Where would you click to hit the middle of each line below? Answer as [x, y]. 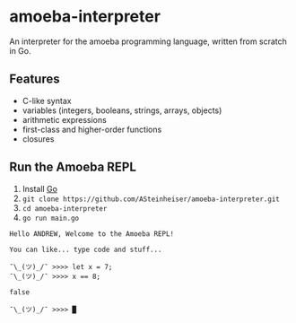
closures [38, 139]
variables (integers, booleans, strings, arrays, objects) [122, 110]
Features [35, 79]
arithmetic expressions [65, 119]
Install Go [40, 188]
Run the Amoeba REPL [73, 167]
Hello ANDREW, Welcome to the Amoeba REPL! [92, 234]
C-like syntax [47, 100]
